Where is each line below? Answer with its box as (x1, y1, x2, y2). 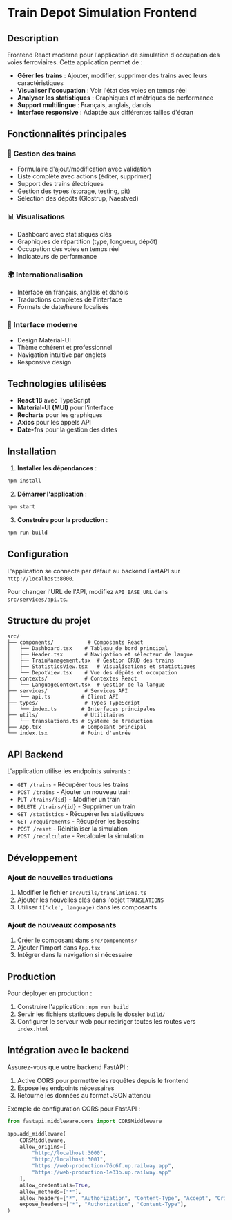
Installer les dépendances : (17, 464, 97, 472)
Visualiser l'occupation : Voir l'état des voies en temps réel (17, 86, 188, 94)
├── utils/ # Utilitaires (7, 712, 126, 719)
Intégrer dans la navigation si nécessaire (17, 951, 133, 959)
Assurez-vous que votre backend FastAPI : (7, 1063, 129, 1071)
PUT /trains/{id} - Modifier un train (17, 795, 121, 804)
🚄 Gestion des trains (7, 149, 77, 158)
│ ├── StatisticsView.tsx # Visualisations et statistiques (7, 663, 196, 670)
